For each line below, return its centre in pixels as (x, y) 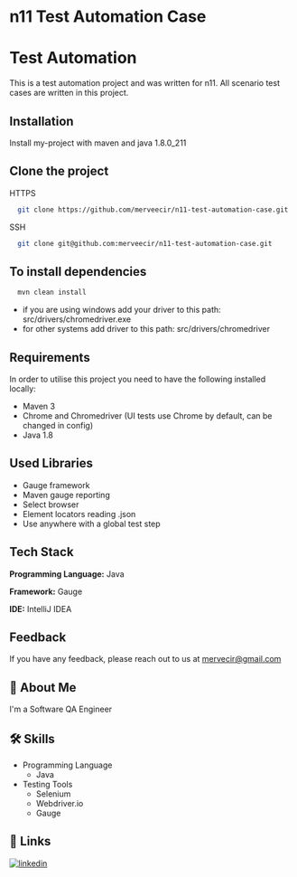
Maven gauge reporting (66, 495)
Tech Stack (42, 552)
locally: (23, 389)
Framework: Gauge (46, 591)
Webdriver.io (60, 804)
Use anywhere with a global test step (91, 523)
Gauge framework (56, 485)
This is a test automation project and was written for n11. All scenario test (144, 83)
